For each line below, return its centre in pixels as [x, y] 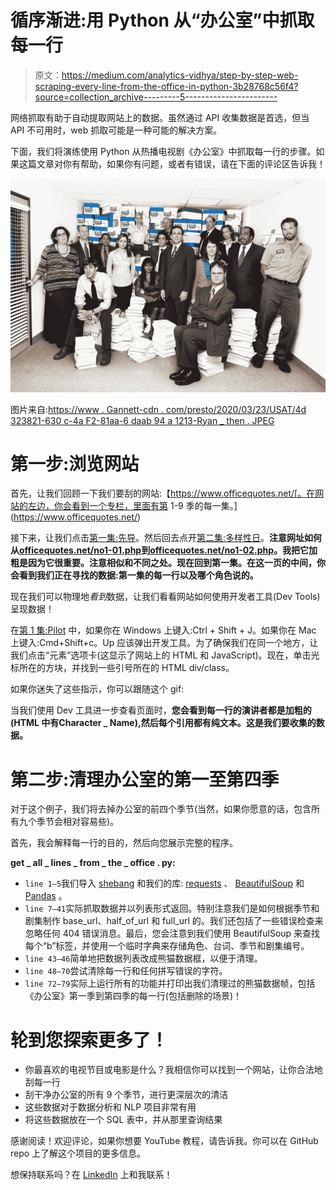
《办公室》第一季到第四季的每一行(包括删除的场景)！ [133, 996]
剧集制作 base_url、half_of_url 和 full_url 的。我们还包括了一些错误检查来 [174, 921]
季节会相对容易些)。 [78, 822]
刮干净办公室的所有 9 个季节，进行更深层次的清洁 [126, 1095]
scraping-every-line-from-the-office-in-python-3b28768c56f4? [166, 86]
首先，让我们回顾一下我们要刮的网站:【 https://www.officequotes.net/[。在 [163, 493]
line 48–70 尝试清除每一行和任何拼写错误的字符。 [126, 971]
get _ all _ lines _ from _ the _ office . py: [93, 863]
